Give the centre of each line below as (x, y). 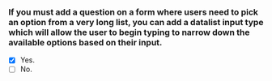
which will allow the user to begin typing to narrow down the (129, 32)
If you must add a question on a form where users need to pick (134, 12)
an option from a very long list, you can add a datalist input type (136, 22)
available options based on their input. (85, 42)
